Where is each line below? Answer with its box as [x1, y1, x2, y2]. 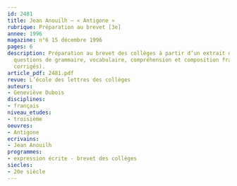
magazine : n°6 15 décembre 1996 [7, 37, 102, 44]
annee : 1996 [7, 30, 42, 37]
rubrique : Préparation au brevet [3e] [7, 23, 121, 30]
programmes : [7, 149, 42, 156]
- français [7, 103, 39, 110]
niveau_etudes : [7, 109, 52, 116]
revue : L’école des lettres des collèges [7, 76, 131, 83]
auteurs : [7, 83, 33, 90]
